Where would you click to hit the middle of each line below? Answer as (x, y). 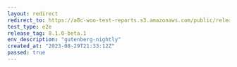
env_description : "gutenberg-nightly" (64, 40)
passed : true (26, 53)
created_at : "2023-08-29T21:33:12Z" (61, 46)
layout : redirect (33, 14)
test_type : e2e (30, 27)
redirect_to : (26, 20)
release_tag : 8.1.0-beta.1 (47, 33)
